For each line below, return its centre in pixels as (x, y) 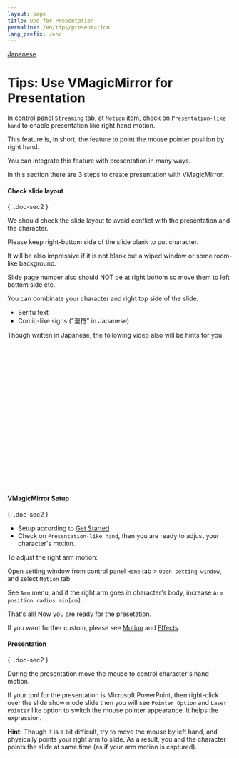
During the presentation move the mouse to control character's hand (108, 673)
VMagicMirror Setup (39, 498)
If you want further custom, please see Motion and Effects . (94, 627)
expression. (25, 717)
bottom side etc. (31, 285)
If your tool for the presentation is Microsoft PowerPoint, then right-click (113, 695)
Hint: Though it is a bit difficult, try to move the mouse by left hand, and (112, 732)
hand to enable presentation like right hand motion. (81, 126)
